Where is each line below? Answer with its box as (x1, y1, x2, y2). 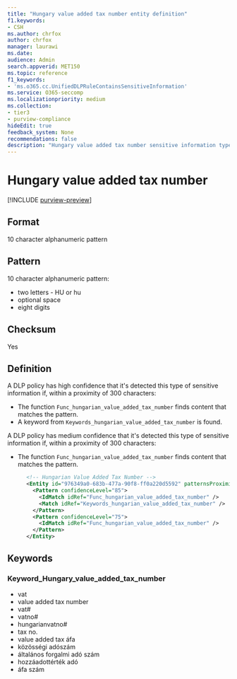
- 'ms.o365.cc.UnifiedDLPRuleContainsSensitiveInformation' (7, 83, 188, 90)
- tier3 (7, 109, 30, 116)
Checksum (7, 323, 56, 336)
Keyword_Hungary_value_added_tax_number (7, 574, 166, 584)
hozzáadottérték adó (17, 657, 79, 666)
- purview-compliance (7, 115, 71, 122)
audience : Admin (7, 57, 55, 64)
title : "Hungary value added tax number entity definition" (7, 10, 188, 18)
